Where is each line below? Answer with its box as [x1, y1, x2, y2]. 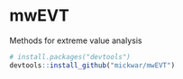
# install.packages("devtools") [9, 52, 131, 61]
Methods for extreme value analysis [9, 35, 142, 46]
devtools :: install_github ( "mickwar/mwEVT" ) [9, 60, 176, 70]
